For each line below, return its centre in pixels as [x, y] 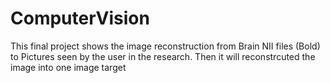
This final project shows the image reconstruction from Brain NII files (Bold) [165, 46]
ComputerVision [80, 18]
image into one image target [68, 67]
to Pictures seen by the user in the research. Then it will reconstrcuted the [163, 56]
